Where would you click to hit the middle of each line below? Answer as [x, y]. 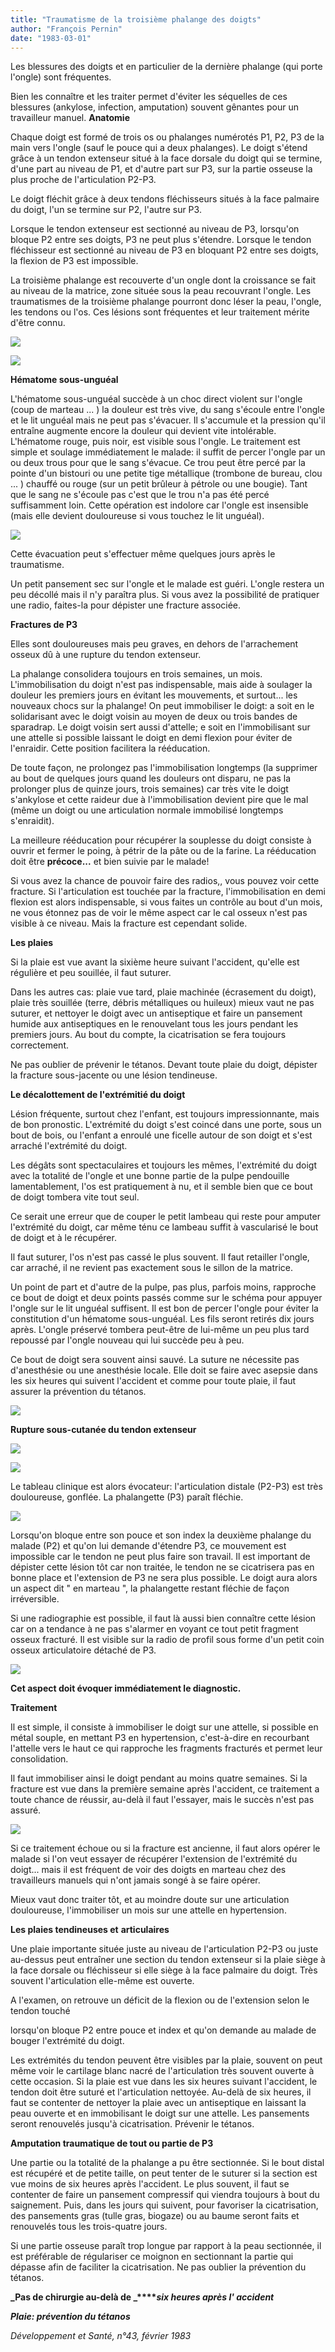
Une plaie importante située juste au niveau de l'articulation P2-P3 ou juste [164, 1949]
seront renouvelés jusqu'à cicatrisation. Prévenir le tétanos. [132, 2124]
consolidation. [39, 1759]
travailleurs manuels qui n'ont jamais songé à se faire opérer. [135, 1880]
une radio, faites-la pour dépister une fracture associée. [126, 605]
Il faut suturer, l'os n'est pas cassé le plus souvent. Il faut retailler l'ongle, [160, 1257]
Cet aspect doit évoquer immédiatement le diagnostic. [126, 1688]
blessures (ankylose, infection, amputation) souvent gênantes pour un [154, 107]
